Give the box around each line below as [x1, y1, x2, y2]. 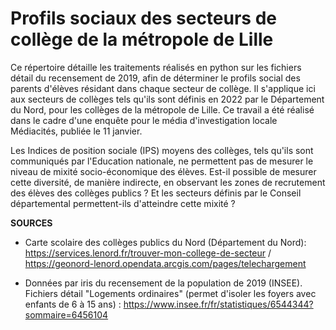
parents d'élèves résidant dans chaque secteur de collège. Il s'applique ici [10, 82, 316, 94]
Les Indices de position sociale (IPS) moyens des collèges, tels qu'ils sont [10, 144, 314, 156]
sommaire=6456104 [24, 308, 109, 321]
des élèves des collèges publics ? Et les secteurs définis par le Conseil [10, 187, 302, 199]
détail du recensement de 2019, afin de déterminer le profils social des [10, 72, 301, 84]
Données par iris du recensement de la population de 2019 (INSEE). [24, 277, 303, 289]
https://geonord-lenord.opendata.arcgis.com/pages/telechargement [24, 257, 307, 269]
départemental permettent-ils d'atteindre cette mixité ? [10, 197, 236, 209]
